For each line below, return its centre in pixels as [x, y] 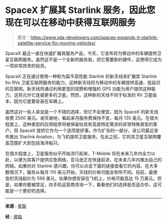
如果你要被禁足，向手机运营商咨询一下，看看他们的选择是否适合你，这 [85, 184]
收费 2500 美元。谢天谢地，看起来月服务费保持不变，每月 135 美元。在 [78, 118]
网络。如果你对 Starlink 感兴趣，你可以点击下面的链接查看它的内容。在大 [80, 166]
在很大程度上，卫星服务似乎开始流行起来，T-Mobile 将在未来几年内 [74, 153]
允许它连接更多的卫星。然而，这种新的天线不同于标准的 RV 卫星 [87, 95]
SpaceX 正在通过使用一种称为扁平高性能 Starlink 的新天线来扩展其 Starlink [81, 76]
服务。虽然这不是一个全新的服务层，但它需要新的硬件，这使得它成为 [92, 59]
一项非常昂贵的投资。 [27, 66]
